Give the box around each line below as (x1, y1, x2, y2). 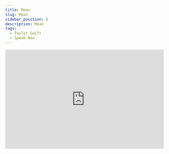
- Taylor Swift (10, 31, 42, 36)
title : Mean (5, 7, 30, 13)
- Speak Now (10, 36, 35, 41)
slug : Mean (5, 12, 28, 17)
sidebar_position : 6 (5, 17, 49, 22)
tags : (5, 26, 17, 31)
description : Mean (5, 21, 44, 27)
